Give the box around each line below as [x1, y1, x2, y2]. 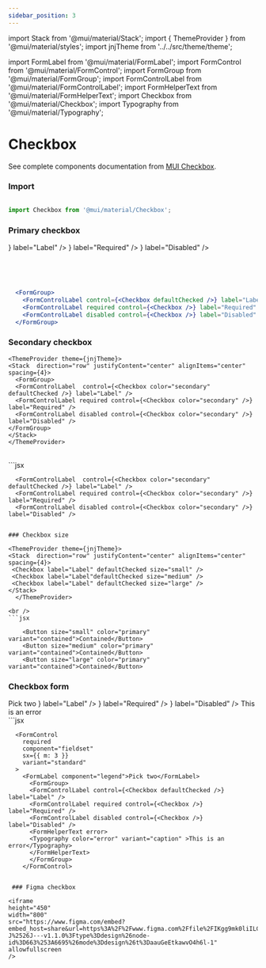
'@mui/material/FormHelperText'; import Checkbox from [8, 90, 192, 100]
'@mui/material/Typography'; [8, 108, 104, 117]
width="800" [8, 911, 47, 919]
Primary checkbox [8, 225, 81, 236]
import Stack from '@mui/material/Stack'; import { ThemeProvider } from [8, 33, 246, 43]
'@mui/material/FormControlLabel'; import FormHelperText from [8, 82, 218, 92]
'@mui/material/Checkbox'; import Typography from [8, 99, 180, 108]
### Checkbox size [8, 531, 69, 539]
